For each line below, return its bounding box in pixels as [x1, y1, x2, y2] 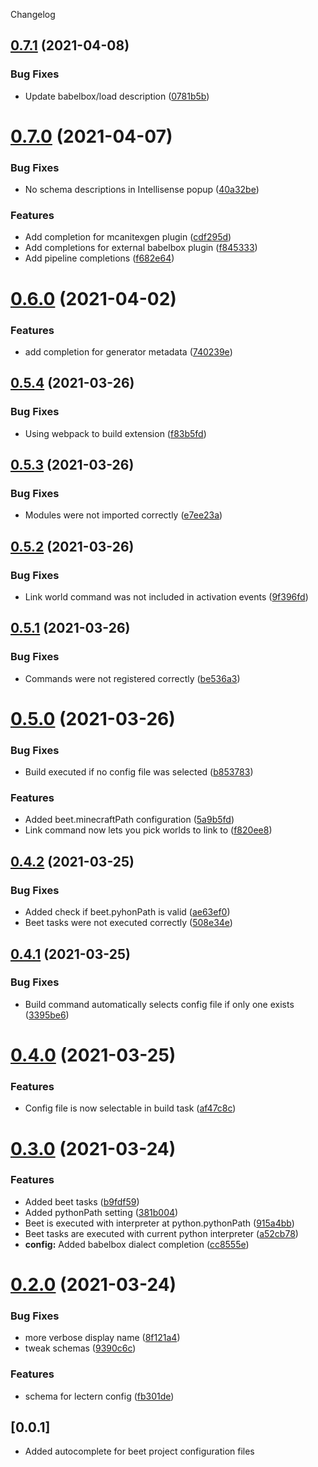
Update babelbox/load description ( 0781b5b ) [24, 90, 210, 102]
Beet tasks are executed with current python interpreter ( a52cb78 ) [24, 1227, 299, 1239]
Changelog [10, 9, 56, 20]
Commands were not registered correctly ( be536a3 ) [24, 672, 241, 684]
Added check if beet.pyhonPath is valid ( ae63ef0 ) [24, 906, 231, 918]
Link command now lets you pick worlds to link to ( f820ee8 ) [24, 824, 273, 836]
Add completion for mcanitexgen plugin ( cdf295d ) [24, 231, 232, 243]
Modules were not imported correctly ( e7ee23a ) [24, 509, 223, 521]
